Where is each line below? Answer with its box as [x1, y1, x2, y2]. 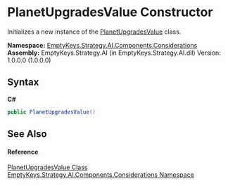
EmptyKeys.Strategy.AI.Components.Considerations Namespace [7, 171, 195, 179]
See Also [7, 128, 47, 140]
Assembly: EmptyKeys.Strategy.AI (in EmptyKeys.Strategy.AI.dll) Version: [7, 48, 222, 57]
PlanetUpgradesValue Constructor [7, 4, 213, 20]
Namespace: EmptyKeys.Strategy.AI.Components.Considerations [7, 41, 198, 49]
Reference [7, 147, 39, 156]
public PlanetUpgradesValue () [7, 108, 96, 116]
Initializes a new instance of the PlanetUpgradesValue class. [7, 27, 182, 36]
